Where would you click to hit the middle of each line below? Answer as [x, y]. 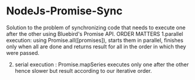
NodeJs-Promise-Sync [64, 11]
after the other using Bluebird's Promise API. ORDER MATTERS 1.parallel [95, 33]
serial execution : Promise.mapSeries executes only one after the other [102, 64]
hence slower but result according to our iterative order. [83, 70]
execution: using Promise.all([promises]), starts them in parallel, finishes [95, 40]
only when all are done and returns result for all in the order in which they [96, 47]
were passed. [23, 53]
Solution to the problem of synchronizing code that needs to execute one [96, 27]
